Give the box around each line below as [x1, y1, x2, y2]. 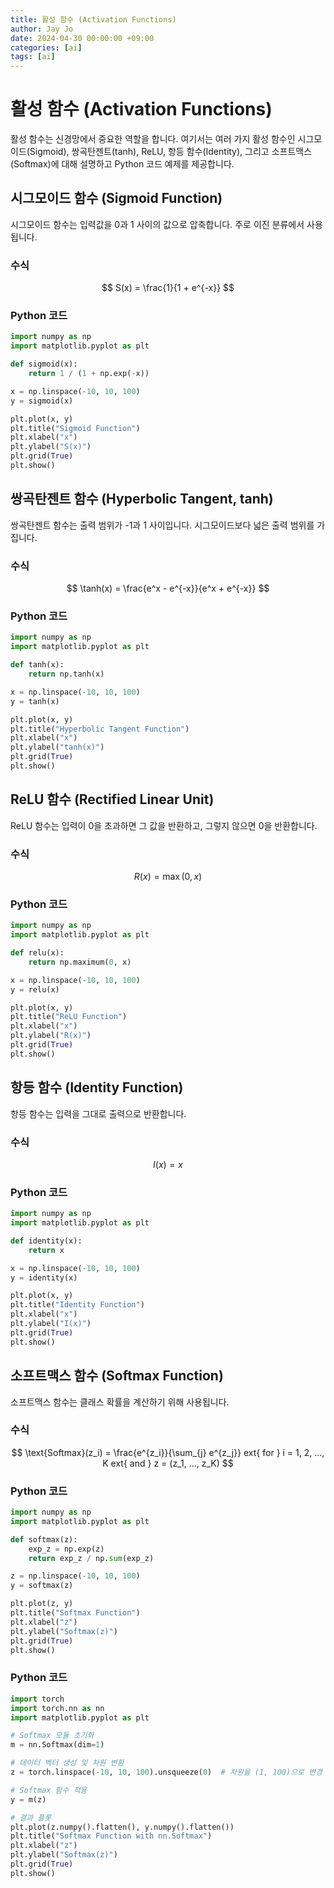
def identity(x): [10, 1236, 83, 1246]
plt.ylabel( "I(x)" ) [10, 1319, 92, 1329]
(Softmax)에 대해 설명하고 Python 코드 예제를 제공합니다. [10, 158, 235, 170]
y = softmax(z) [10, 1581, 74, 1591]
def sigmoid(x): [10, 359, 78, 370]
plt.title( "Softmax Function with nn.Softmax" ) [10, 1831, 213, 1841]
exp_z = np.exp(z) [28, 1544, 105, 1554]
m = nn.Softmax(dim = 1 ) [10, 1740, 105, 1750]
